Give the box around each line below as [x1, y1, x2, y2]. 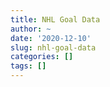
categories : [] [10, 52, 74, 62]
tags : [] [10, 61, 47, 71]
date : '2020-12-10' [10, 33, 92, 43]
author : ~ [10, 24, 52, 34]
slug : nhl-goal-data [10, 42, 97, 53]
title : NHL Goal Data [10, 14, 101, 25]
